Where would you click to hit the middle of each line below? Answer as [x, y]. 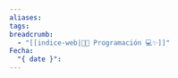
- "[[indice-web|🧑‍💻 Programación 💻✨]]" [93, 43]
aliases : [25, 17]
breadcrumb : [31, 34]
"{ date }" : [40, 59]
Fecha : [21, 51]
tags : [19, 26]
